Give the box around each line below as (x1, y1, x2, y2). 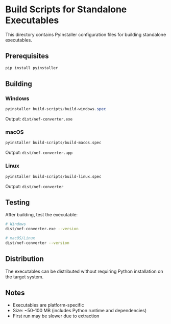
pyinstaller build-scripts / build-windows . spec (5, 107, 106, 112)
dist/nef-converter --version (5, 240, 70, 246)
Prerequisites (5, 52, 49, 60)
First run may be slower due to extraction (12, 313, 100, 319)
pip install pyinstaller (5, 65, 58, 70)
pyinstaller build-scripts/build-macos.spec (5, 140, 102, 146)
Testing (5, 198, 30, 207)
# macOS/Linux (5, 236, 36, 241)
